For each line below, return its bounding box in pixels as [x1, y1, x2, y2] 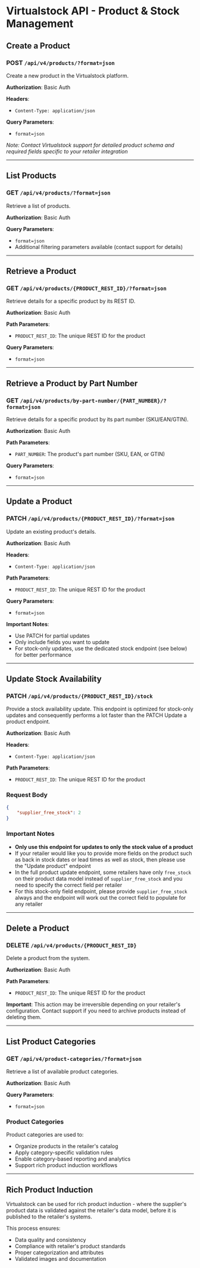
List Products [6, 171, 57, 181]
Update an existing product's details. [6, 528, 96, 535]
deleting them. [6, 1014, 42, 1021]
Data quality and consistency [14, 1236, 86, 1244]
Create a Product [6, 41, 70, 51]
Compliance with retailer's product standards [14, 1243, 126, 1250]
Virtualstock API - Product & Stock [6, 4, 180, 18]
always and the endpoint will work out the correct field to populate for [14, 894, 186, 901]
